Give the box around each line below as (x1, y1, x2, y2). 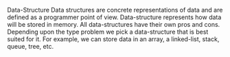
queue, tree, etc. (7, 43, 54, 50)
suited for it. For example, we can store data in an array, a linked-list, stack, (7, 35, 220, 43)
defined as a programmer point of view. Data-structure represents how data (7, 13, 222, 21)
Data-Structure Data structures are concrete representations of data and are (7, 6, 223, 14)
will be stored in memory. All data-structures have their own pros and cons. (7, 21, 220, 28)
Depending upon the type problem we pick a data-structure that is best (7, 27, 209, 36)
